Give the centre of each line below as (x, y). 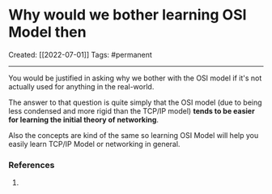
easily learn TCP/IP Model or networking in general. (94, 144)
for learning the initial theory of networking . (84, 119)
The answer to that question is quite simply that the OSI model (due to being (135, 102)
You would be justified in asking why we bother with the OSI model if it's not (135, 78)
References (32, 165)
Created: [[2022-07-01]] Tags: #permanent (80, 54)
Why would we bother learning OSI (127, 15)
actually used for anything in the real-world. (81, 86)
